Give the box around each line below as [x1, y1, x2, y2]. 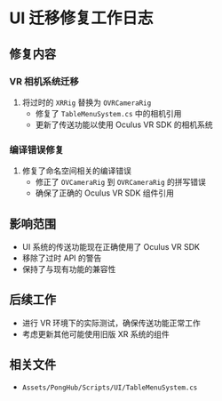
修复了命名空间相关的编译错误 [21, 165, 131, 176]
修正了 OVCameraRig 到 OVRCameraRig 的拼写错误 [35, 177, 206, 188]
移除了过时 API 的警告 [21, 253, 102, 263]
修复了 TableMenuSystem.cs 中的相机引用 [35, 108, 182, 118]
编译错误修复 [9, 143, 65, 156]
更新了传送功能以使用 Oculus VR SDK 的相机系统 [35, 119, 213, 130]
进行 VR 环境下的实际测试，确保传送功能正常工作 [21, 317, 202, 328]
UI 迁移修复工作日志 [9, 8, 154, 28]
